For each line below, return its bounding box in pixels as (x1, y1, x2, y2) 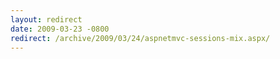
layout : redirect (10, 14, 83, 25)
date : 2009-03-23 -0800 (10, 24, 110, 34)
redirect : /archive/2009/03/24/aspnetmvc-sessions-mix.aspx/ (10, 33, 271, 43)
